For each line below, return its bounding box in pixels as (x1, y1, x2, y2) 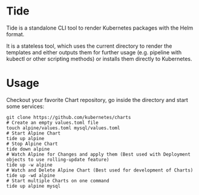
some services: (6, 103, 45, 110)
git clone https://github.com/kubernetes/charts (6, 114, 131, 120)
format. (6, 30, 25, 37)
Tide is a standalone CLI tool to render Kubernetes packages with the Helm (6, 24, 194, 31)
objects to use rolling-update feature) (6, 156, 110, 162)
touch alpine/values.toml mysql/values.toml (6, 125, 120, 131)
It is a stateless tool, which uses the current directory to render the (6, 42, 172, 50)
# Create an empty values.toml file (6, 120, 99, 126)
